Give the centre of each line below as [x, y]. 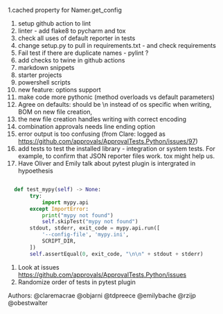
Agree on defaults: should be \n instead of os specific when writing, [115, 104]
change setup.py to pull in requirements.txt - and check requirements [117, 45]
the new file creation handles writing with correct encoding [102, 119]
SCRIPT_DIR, [59, 241]
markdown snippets [46, 68]
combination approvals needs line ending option [87, 127]
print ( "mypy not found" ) [78, 215]
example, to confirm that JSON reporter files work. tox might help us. [116, 156]
